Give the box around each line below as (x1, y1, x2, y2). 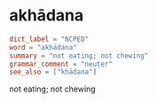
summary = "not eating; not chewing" (9, 51, 149, 60)
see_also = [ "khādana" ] (9, 67, 98, 76)
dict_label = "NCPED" (9, 35, 90, 44)
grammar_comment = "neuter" (9, 59, 114, 68)
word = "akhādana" (9, 43, 77, 51)
